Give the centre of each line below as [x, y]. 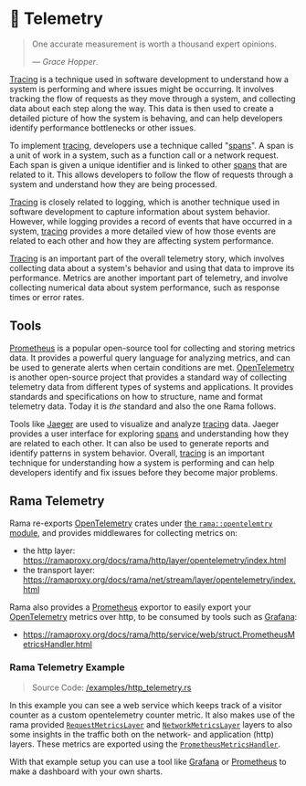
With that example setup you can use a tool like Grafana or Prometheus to [148, 761]
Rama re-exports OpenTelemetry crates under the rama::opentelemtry [141, 523]
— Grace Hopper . [65, 61]
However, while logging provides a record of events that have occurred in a [151, 221]
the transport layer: [59, 570]
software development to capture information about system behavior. [140, 211]
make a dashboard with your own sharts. [86, 771]
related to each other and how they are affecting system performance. [142, 240]
